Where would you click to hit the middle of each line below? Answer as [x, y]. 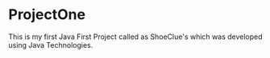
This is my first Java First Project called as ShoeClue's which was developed [136, 37]
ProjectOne [47, 15]
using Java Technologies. [51, 44]
